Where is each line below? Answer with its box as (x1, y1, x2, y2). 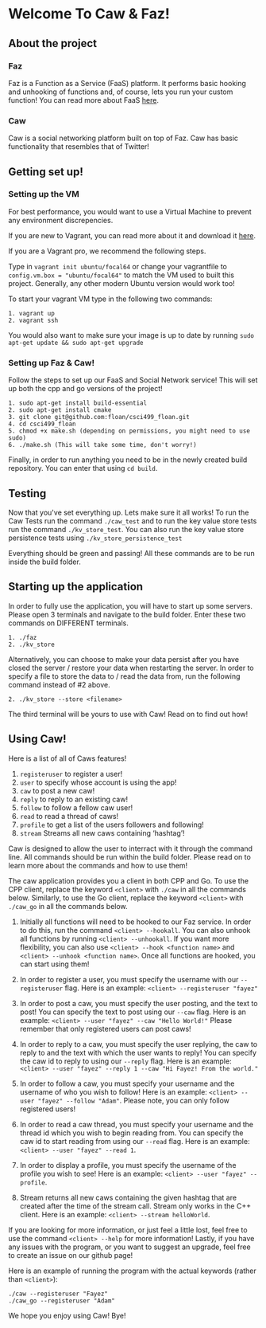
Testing (8, 487, 47, 500)
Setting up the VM (8, 189, 79, 200)
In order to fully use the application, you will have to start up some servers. (8, 601, 253, 610)
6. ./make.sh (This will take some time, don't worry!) (8, 441, 197, 449)
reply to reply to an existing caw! (19, 794, 129, 804)
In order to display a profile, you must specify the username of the (19, 1160, 237, 1169)
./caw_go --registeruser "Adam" (8, 1296, 115, 1305)
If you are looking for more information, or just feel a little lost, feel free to (8, 1224, 248, 1235)
